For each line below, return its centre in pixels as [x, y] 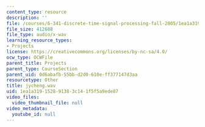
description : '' [27, 18]
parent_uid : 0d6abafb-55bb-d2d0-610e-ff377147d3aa [72, 74]
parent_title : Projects [37, 63]
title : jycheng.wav [31, 86]
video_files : [23, 97]
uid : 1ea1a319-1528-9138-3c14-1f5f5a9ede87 [63, 92]
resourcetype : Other [33, 80]
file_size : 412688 [30, 29]
